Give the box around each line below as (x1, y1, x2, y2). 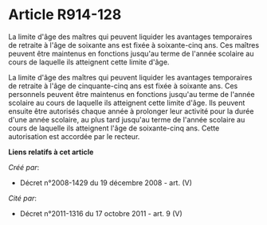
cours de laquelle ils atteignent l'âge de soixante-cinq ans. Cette (8, 123, 220, 133)
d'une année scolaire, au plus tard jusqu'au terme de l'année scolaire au (8, 114, 245, 124)
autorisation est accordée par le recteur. (8, 131, 140, 141)
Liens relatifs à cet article (8, 147, 94, 157)
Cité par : (8, 193, 37, 203)
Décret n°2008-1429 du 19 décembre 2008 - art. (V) (19, 177, 193, 188)
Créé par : (8, 162, 40, 172)
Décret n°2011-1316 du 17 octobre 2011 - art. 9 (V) (19, 208, 183, 218)
